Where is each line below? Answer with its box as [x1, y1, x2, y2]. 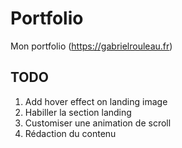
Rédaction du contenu [24, 127, 117, 139]
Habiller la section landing [24, 106, 132, 118]
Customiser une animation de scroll [24, 117, 172, 129]
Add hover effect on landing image [24, 95, 168, 107]
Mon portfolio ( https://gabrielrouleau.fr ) [10, 40, 173, 52]
